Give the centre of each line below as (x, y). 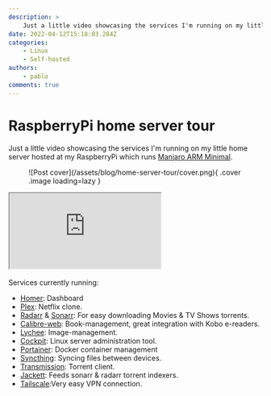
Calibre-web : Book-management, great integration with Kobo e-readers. (140, 324)
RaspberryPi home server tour (112, 126)
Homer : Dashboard (52, 298)
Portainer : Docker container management (89, 349)
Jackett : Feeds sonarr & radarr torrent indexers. (99, 375)
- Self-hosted (46, 60)
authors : (23, 68)
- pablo (35, 76)
